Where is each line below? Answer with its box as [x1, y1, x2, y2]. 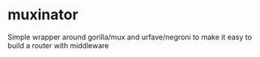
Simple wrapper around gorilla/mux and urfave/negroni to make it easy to [7, 32, 253, 42]
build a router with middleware [7, 40, 109, 50]
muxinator [7, 6, 79, 24]
